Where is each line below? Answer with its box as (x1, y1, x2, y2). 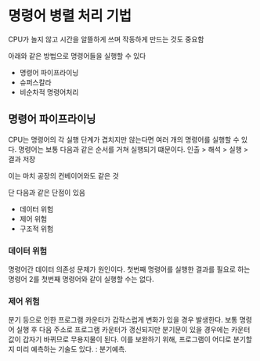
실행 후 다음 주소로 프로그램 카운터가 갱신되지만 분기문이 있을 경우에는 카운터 (16, 325, 251, 334)
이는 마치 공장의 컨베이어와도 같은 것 (8, 171, 119, 180)
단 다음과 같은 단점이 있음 (8, 187, 86, 197)
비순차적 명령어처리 (19, 87, 79, 96)
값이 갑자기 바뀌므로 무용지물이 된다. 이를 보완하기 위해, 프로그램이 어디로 (8, 334, 232, 345)
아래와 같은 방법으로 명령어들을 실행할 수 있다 (8, 51, 146, 60)
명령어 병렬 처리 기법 (8, 7, 132, 25)
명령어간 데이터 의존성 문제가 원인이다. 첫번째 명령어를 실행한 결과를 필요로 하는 (8, 265, 251, 274)
